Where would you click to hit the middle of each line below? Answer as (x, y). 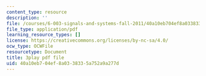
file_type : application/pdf (42, 29)
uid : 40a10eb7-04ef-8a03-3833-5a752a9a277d (63, 63)
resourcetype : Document (37, 52)
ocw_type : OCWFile (30, 47)
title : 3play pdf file (35, 58)
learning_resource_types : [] (44, 35)
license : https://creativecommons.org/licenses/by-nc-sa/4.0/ (87, 40)
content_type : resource (37, 12)
